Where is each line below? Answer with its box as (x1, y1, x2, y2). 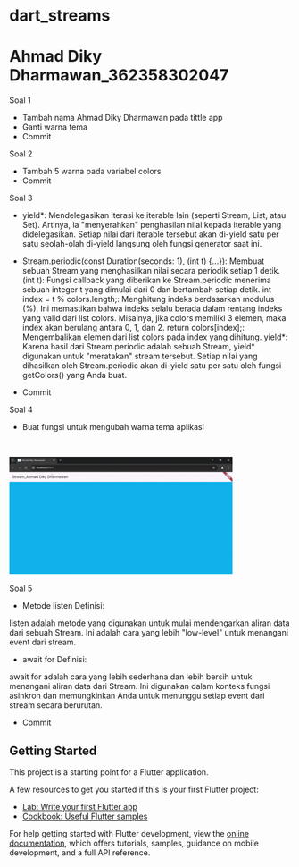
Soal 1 (9, 95, 31, 105)
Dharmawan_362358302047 (9, 65, 229, 86)
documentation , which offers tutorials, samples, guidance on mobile (9, 838, 259, 848)
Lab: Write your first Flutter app (21, 801, 138, 812)
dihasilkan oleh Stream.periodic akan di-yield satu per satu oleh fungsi (21, 360, 282, 371)
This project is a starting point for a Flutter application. (9, 766, 209, 778)
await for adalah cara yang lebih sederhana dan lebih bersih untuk (9, 671, 253, 682)
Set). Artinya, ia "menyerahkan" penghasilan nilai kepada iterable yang (21, 220, 282, 231)
